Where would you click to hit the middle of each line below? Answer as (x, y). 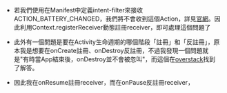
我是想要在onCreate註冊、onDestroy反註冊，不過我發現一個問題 (111, 51)
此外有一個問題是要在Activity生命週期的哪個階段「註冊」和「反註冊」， (113, 42)
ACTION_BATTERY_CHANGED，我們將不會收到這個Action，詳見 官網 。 (114, 19)
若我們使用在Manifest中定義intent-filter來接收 (78, 10)
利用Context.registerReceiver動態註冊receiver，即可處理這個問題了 (115, 27)
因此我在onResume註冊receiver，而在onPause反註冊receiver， (104, 82)
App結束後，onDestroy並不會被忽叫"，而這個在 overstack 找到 (128, 59)
